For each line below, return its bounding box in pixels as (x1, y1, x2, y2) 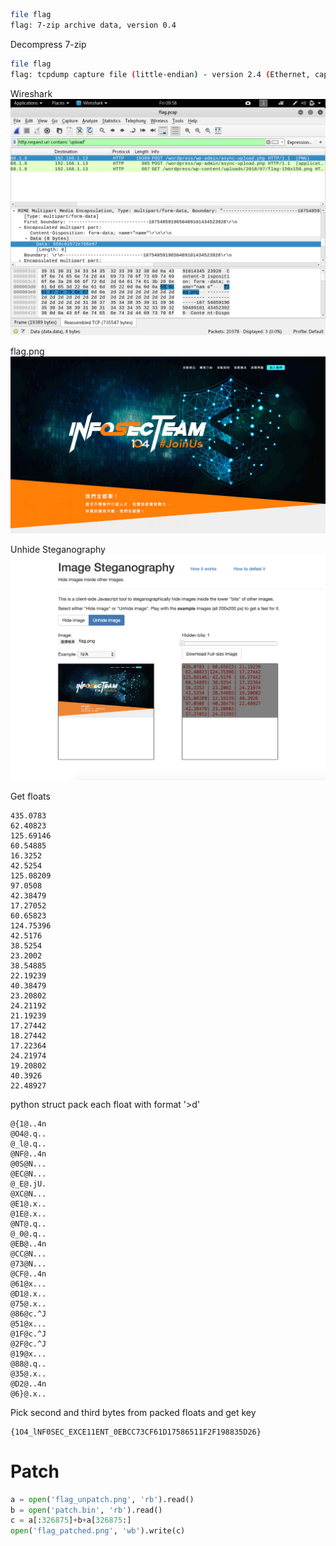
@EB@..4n (10, 1239, 47, 1249)
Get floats (10, 790, 51, 802)
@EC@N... (10, 1169, 47, 1179)
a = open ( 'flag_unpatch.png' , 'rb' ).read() (10, 1494, 195, 1504)
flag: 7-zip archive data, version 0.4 (10, 20, 177, 30)
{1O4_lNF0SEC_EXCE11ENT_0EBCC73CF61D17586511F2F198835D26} (10, 1427, 262, 1437)
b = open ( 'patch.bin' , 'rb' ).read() (10, 1505, 163, 1515)
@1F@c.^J (10, 1329, 47, 1339)
